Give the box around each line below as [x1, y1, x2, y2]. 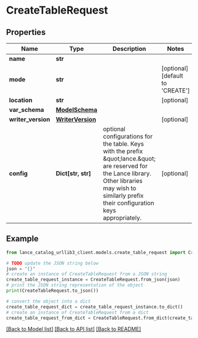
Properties [6, 27, 46, 37]
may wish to [103, 184, 137, 192]
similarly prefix [103, 192, 144, 199]
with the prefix [103, 147, 143, 155]
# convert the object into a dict [6, 298, 91, 304]
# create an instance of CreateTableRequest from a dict [6, 309, 149, 316]
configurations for [103, 133, 153, 140]
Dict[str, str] [55, 169, 91, 178]
